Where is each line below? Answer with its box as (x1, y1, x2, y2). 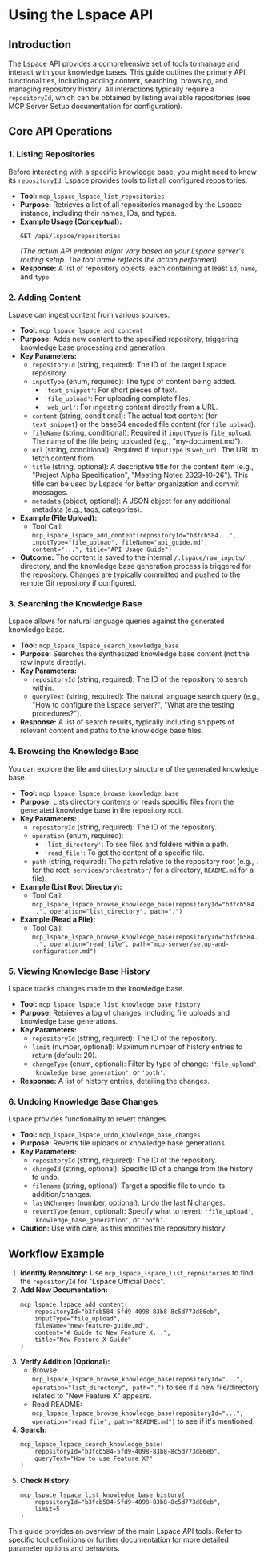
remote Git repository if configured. (19, 578, 138, 587)
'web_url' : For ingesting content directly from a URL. (43, 402, 218, 412)
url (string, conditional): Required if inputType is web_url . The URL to (31, 444, 258, 454)
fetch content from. (31, 453, 96, 463)
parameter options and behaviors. (8, 1543, 120, 1553)
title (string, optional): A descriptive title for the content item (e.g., (31, 461, 254, 471)
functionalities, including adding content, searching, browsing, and (8, 76, 228, 85)
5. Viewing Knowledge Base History (8, 965, 150, 976)
